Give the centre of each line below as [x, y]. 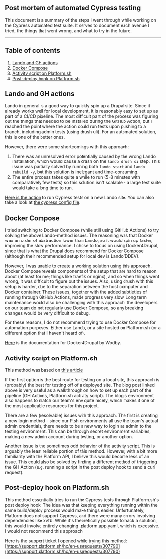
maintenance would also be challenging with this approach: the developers [81, 303]
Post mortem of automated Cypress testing [73, 8]
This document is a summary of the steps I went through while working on [81, 20]
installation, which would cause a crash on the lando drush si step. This [86, 161]
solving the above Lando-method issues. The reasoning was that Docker [79, 235]
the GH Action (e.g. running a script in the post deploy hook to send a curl [80, 467]
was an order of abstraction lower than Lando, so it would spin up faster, [79, 240]
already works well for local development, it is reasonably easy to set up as [82, 111]
